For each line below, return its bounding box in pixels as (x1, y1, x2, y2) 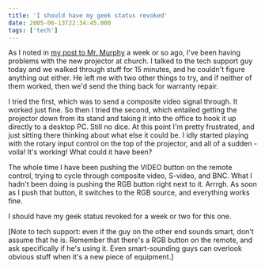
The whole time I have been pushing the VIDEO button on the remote (8, 163, 233, 172)
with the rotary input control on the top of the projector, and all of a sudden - (8, 139, 258, 149)
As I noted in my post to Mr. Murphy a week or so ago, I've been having (8, 48, 241, 58)
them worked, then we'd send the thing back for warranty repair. (8, 81, 219, 91)
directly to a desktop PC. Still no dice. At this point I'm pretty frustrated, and (8, 122, 255, 131)
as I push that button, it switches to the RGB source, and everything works (8, 188, 251, 198)
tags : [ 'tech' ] (8, 26, 59, 34)
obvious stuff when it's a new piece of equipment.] (8, 252, 174, 262)
